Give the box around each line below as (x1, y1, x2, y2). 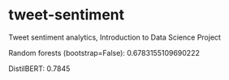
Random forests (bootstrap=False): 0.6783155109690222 (8, 48, 201, 57)
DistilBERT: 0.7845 (8, 63, 71, 74)
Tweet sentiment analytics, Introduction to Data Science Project (8, 32, 222, 42)
